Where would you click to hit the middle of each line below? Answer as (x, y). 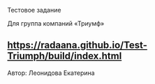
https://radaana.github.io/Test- (77, 45)
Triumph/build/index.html (65, 56)
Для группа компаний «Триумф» (56, 23)
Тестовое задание (34, 10)
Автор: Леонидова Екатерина (51, 73)
